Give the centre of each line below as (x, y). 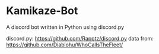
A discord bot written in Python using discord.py (65, 27)
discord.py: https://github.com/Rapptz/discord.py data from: (80, 38)
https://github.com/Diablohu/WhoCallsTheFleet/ (65, 45)
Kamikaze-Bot (42, 11)
